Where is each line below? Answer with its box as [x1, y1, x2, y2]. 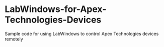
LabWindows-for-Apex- [5, 3, 107, 15]
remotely [5, 36, 23, 42]
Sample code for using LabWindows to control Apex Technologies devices [5, 30, 159, 36]
